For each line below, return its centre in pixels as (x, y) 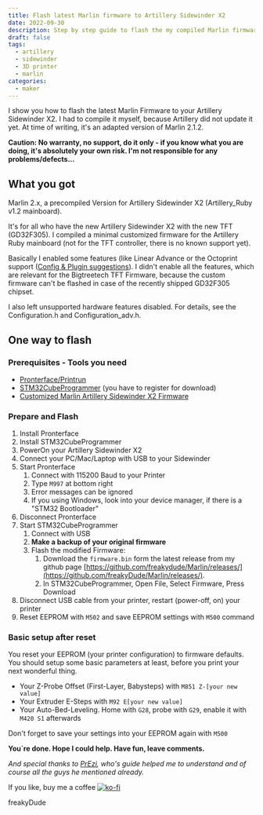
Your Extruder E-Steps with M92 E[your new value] (101, 702)
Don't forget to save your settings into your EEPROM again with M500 (118, 733)
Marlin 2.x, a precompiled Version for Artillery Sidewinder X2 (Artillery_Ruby (130, 203)
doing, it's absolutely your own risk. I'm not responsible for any (113, 151)
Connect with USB (61, 534)
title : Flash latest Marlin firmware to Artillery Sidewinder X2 (117, 15)
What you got (42, 184)
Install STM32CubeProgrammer (70, 442)
